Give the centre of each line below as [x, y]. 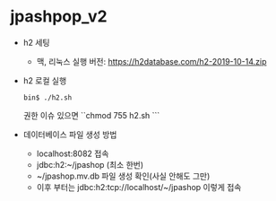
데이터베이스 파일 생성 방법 [70, 134]
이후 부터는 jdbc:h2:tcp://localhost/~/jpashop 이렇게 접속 [139, 187]
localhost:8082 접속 [73, 153]
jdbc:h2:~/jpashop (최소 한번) [90, 164]
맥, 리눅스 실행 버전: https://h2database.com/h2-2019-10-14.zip [151, 61]
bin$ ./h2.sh [47, 97]
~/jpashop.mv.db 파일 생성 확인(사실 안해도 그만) [123, 176]
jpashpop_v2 [59, 17]
